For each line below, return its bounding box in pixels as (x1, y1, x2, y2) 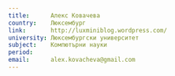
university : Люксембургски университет (8, 33, 140, 42)
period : (8, 48, 34, 56)
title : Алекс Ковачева (8, 11, 101, 20)
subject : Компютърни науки (8, 41, 108, 49)
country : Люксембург (8, 19, 87, 27)
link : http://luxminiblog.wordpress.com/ (8, 26, 168, 34)
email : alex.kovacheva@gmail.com (8, 56, 136, 64)
